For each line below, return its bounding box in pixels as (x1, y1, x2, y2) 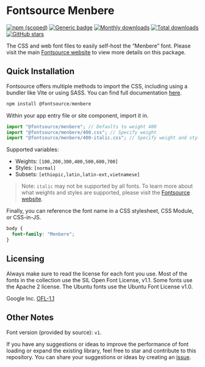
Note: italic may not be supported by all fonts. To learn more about (21, 182, 193, 190)
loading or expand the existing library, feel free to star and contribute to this (6, 347, 196, 354)
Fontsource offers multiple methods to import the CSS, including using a (6, 82, 188, 90)
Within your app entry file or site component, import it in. (6, 112, 149, 119)
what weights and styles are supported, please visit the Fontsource (21, 189, 190, 196)
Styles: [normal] (15, 164, 56, 171)
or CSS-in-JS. (6, 214, 41, 221)
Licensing (6, 254, 45, 264)
